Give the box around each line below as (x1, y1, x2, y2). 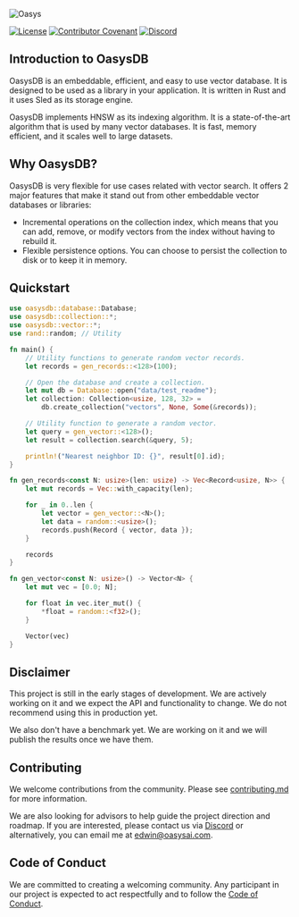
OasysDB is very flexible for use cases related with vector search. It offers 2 (9, 180, 289, 191)
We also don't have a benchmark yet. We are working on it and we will (9, 725, 268, 736)
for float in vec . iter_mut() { (25, 599, 142, 608)
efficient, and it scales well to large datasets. (9, 130, 173, 141)
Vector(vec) (25, 631, 70, 641)
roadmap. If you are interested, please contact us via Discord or (9, 820, 244, 831)
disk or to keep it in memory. (21, 255, 128, 265)
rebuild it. (21, 235, 58, 246)
